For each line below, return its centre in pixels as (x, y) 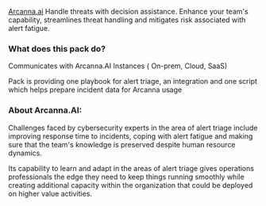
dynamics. (25, 153)
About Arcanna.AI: (45, 110)
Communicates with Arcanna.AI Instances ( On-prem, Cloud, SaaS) (118, 66)
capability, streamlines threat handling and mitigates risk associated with (127, 20)
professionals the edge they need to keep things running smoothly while (126, 177)
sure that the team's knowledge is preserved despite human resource (122, 144)
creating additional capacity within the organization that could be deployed (131, 185)
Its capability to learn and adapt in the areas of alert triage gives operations (131, 168)
